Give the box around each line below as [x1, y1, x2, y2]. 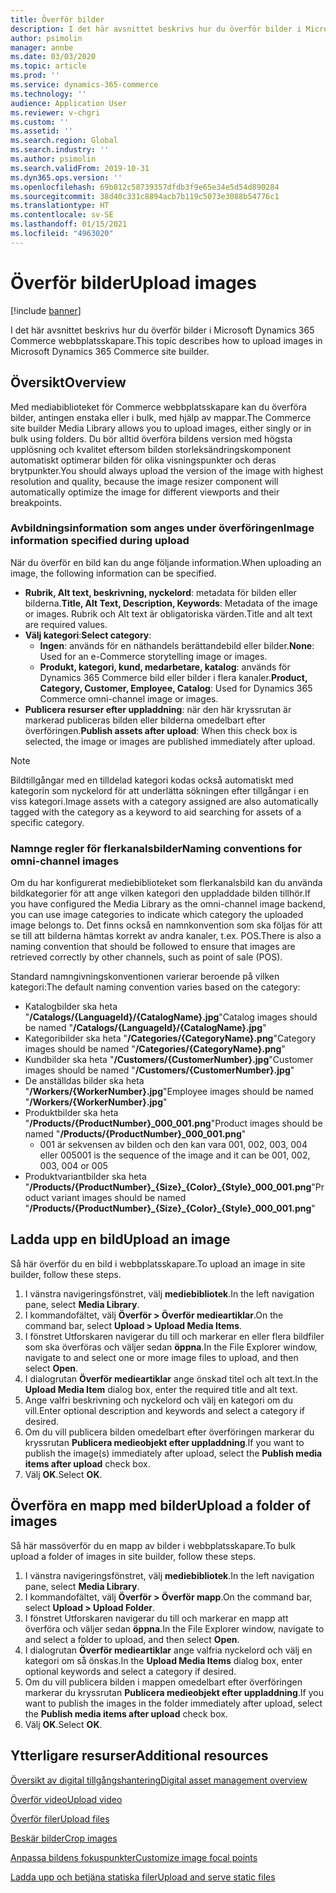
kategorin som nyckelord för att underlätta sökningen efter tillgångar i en [10, 784, 309, 796]
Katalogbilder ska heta [24, 1001, 118, 1013]
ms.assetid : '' [10, 126, 74, 136]
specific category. [10, 816, 85, 828]
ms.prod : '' [10, 71, 60, 81]
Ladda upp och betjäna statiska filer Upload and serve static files [10, 1871, 276, 1883]
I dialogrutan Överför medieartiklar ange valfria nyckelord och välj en [24, 1644, 313, 1656]
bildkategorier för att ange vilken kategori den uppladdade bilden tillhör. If [10, 887, 312, 900]
